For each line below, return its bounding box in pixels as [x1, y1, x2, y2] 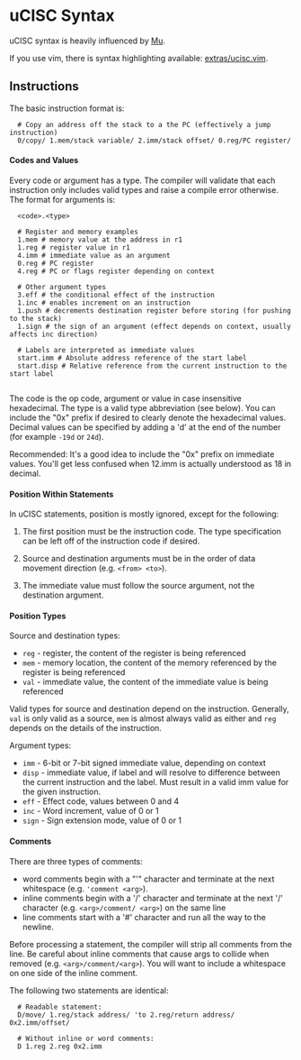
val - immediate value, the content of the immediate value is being [22, 677, 269, 688]
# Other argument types [17, 282, 106, 291]
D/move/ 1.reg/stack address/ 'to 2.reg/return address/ [17, 1010, 235, 1019]
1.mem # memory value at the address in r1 [17, 235, 182, 244]
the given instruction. [22, 786, 102, 798]
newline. [22, 921, 54, 932]
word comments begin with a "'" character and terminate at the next [22, 873, 275, 884]
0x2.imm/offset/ [9, 1018, 70, 1028]
